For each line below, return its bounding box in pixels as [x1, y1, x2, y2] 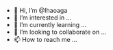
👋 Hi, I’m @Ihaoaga [13, 7, 68, 14]
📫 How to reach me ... [13, 36, 77, 43]
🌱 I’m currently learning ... [13, 21, 87, 28]
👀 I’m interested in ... [13, 14, 72, 22]
